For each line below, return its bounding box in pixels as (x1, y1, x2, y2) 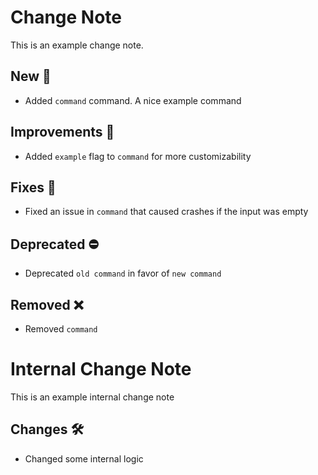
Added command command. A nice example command (24, 94, 242, 106)
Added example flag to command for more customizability (24, 150, 252, 162)
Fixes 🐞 (10, 179, 57, 196)
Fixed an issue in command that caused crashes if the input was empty (24, 206, 309, 218)
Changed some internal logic (24, 452, 144, 465)
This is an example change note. (10, 39, 144, 51)
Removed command (24, 323, 98, 335)
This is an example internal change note (10, 391, 175, 403)
